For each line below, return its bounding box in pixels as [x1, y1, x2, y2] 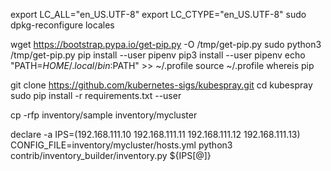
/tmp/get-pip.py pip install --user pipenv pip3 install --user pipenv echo [10, 49, 306, 61]
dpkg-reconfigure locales [10, 19, 115, 31]
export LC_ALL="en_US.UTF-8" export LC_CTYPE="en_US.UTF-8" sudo [10, 9, 307, 20]
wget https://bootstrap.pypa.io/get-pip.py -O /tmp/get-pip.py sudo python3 [10, 39, 322, 50]
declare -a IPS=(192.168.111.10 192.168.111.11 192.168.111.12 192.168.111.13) [10, 129, 301, 140]
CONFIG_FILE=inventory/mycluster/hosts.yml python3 [10, 139, 233, 151]
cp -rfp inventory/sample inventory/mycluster [10, 109, 198, 121]
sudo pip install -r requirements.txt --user [10, 90, 182, 101]
